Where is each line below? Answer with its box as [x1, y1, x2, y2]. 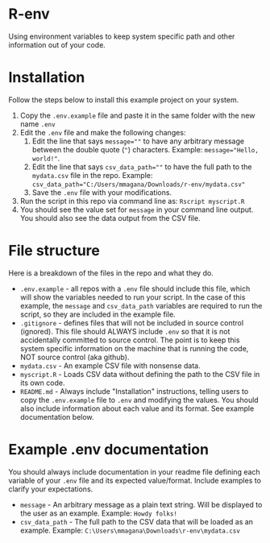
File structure [8, 242, 101, 260]
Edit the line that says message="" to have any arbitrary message [31, 136, 244, 146]
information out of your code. [8, 39, 106, 49]
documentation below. [19, 412, 94, 421]
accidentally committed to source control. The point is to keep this [19, 335, 240, 345]
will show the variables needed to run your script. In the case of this [19, 292, 246, 302]
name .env [19, 118, 56, 129]
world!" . [31, 153, 60, 163]
